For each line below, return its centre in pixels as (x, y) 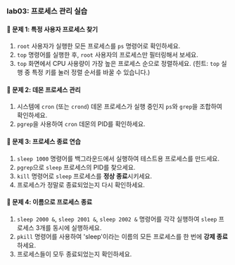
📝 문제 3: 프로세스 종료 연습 (44, 141)
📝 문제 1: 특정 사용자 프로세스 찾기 (52, 29)
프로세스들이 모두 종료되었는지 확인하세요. (74, 254)
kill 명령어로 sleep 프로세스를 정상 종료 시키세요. (84, 176)
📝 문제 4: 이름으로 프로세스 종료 (50, 202)
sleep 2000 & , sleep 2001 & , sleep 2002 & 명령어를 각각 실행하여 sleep (117, 219)
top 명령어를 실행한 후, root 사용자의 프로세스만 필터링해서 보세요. (107, 55)
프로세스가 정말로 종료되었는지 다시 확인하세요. (81, 184)
